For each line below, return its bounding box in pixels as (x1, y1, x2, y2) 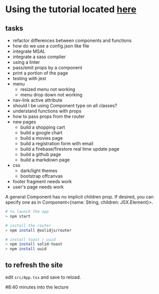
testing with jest (12, 76, 46, 81)
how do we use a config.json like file (12, 43, 89, 49)
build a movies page (20, 135, 63, 141)
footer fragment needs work (12, 179, 72, 184)
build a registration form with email (20, 140, 93, 146)
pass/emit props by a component (12, 65, 83, 70)
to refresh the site (5, 260, 63, 269)
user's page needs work (12, 184, 64, 190)
